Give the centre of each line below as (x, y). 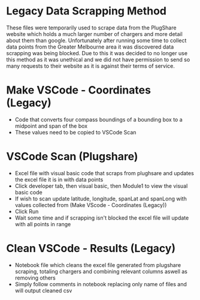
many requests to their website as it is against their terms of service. (91, 66)
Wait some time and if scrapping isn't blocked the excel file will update (102, 218)
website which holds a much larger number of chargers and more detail (94, 34)
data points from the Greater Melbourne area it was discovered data (90, 47)
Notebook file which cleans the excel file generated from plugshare (98, 265)
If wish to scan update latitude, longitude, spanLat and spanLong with (101, 199)
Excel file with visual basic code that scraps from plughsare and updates (104, 173)
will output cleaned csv (43, 290)
